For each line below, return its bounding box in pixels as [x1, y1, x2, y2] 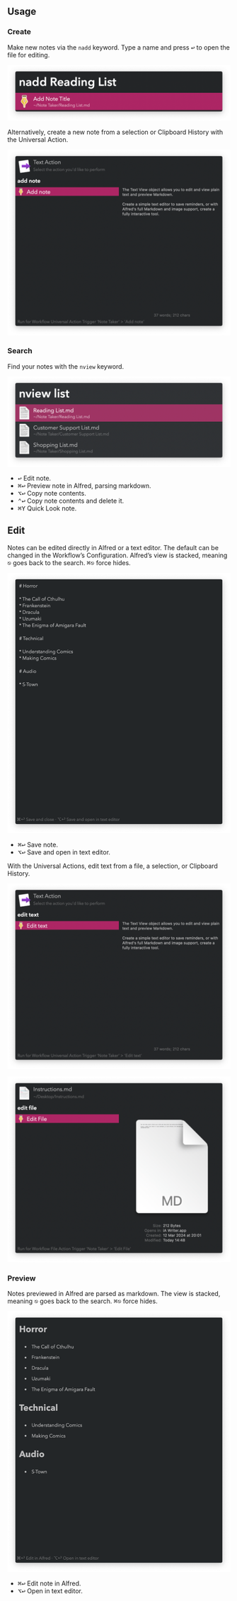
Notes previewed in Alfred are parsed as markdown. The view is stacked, [7, 1290, 221, 1298]
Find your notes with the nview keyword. [7, 362, 125, 371]
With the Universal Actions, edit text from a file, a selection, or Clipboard [7, 861, 218, 871]
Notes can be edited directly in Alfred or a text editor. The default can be [7, 543, 219, 552]
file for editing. [7, 50, 50, 59]
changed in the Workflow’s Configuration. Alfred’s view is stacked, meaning [7, 551, 228, 559]
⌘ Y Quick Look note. [17, 504, 77, 513]
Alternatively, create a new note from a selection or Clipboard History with [7, 128, 224, 136]
